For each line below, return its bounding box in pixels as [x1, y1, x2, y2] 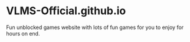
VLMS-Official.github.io [6, 4, 126, 18]
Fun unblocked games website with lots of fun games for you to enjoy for [6, 24, 184, 31]
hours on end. [6, 30, 40, 37]
